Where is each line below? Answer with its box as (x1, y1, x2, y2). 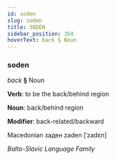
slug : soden (7, 17, 42, 24)
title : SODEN (7, 23, 46, 30)
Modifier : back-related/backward (7, 118, 104, 126)
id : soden (7, 10, 37, 18)
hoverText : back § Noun (7, 37, 77, 44)
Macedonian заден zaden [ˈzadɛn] (7, 131, 108, 139)
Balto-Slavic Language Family (7, 144, 95, 153)
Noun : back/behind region (7, 103, 84, 112)
